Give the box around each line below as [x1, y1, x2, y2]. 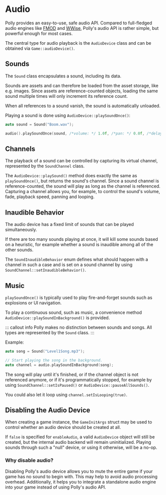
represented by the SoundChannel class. [5, 163, 85, 169]
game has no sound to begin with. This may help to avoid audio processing [5, 473, 158, 480]
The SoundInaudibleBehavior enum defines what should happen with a [5, 257, 148, 263]
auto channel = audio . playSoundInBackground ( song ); [5, 362, 114, 367]
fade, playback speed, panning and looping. [5, 194, 95, 200]
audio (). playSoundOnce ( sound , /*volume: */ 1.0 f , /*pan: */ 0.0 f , [5, 131, 145, 136]
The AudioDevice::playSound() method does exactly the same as [5, 173, 137, 179]
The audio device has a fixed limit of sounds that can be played [5, 221, 134, 227]
